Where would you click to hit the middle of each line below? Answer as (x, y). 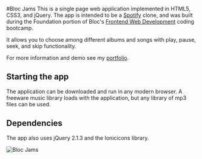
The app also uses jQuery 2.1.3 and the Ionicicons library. (78, 138)
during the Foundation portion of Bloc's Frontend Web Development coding (100, 21)
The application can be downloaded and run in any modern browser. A (94, 91)
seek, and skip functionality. (42, 46)
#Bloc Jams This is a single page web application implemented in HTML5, (99, 9)
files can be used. (29, 104)
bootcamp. (20, 28)
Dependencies (34, 123)
